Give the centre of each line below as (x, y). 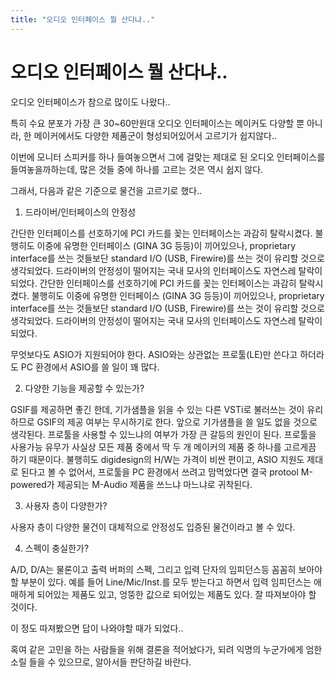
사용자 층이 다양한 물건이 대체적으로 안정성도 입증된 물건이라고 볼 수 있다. (153, 527)
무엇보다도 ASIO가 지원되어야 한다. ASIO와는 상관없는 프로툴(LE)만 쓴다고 (154, 354)
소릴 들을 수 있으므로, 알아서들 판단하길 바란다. (101, 662)
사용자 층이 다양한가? (66, 505)
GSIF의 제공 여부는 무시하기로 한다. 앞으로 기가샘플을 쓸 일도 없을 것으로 (177, 422)
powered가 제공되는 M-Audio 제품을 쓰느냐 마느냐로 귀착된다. (131, 484)
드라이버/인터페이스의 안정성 (80, 212)
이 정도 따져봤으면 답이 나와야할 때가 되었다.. (97, 628)
